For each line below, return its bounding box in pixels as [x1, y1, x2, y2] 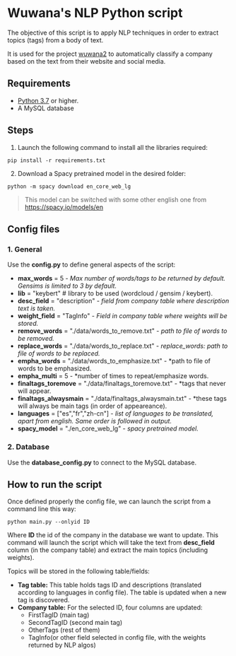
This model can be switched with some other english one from [24, 195, 207, 204]
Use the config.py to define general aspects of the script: [7, 260, 176, 269]
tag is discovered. [17, 596, 70, 604]
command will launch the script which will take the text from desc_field [7, 539, 216, 547]
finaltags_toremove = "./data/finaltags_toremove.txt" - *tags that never [17, 380, 226, 388]
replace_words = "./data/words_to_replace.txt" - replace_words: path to [17, 341, 228, 351]
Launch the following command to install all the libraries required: [17, 143, 208, 151]
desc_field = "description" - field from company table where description [17, 297, 230, 305]
